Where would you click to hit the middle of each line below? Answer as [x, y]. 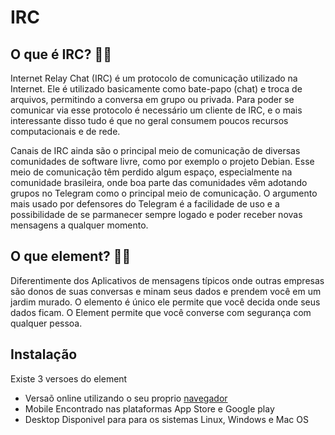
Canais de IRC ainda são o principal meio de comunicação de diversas [155, 150]
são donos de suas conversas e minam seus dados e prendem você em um [166, 291]
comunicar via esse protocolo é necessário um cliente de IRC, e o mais [156, 110]
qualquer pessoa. [46, 323]
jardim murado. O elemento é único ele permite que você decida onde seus [165, 302]
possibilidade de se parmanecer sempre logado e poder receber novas [156, 214]
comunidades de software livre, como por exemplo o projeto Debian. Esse [162, 161]
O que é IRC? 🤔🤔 [61, 54]
